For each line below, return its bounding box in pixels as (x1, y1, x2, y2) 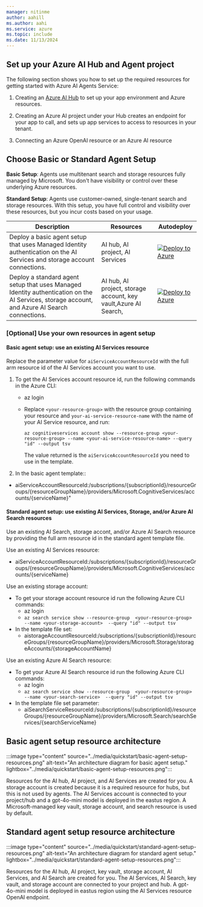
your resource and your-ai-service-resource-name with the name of (24, 412, 193, 419)
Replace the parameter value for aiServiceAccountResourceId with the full (6, 357, 189, 365)
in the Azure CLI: (14, 382, 57, 389)
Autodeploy (158, 222, 193, 231)
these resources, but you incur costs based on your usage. (6, 207, 153, 215)
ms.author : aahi (6, 20, 47, 26)
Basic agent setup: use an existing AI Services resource (6, 344, 149, 351)
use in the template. (24, 457, 74, 465)
